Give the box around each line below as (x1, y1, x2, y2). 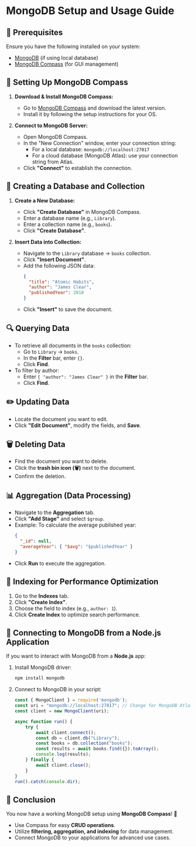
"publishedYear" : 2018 (28, 290, 84, 296)
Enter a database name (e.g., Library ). (23, 214, 116, 221)
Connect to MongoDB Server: (14, 122, 88, 129)
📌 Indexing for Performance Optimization (6, 577, 159, 587)
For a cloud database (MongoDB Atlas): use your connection (32, 152, 178, 159)
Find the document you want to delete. (14, 458, 108, 465)
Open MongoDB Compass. (23, 133, 88, 140)
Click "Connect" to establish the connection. (23, 164, 133, 171)
